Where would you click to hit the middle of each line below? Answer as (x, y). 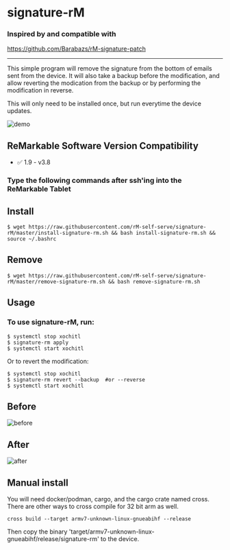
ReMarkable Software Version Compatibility (103, 146)
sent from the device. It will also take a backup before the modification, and (114, 76)
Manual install (38, 483)
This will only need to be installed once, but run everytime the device (104, 103)
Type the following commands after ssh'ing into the (94, 181)
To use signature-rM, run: (51, 322)
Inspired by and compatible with (62, 34)
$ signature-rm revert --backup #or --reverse (76, 379)
